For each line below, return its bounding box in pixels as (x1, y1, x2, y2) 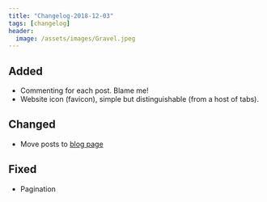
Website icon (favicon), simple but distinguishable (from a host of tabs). (19, 95, 259, 104)
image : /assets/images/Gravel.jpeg (15, 34, 136, 43)
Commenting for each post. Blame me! (19, 86, 150, 95)
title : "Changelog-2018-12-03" (8, 11, 114, 20)
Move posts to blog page (19, 139, 104, 149)
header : (8, 27, 35, 35)
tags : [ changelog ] (8, 19, 70, 27)
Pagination (19, 183, 57, 194)
